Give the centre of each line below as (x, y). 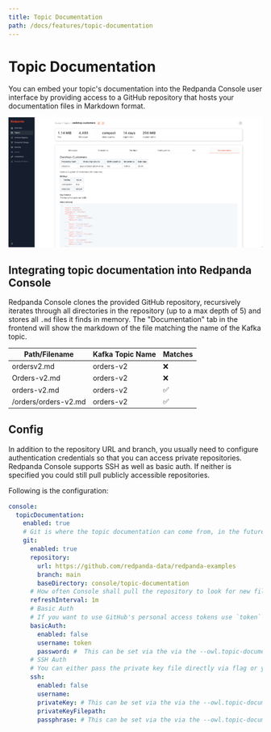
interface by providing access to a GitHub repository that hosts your (121, 98)
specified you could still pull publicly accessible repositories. (109, 475)
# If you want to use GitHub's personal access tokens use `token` (146, 618)
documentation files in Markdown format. (77, 106)
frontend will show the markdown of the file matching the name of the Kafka (135, 328)
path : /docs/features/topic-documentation (81, 25)
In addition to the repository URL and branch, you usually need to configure (133, 449)
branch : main (59, 574)
